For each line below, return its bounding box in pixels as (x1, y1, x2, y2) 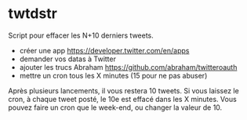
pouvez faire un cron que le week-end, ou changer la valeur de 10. (8, 103, 223, 112)
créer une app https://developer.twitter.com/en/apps (19, 45, 190, 55)
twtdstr (8, 5, 57, 23)
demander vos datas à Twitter (19, 54, 116, 64)
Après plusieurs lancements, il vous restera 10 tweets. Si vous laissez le (8, 85, 239, 95)
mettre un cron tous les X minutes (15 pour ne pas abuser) (19, 71, 208, 80)
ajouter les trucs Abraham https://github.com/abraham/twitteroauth (19, 62, 238, 71)
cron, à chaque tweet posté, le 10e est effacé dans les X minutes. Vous (8, 94, 237, 104)
